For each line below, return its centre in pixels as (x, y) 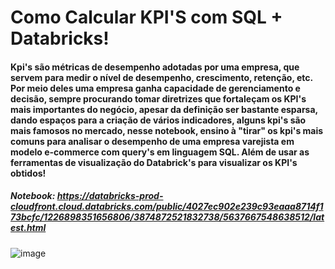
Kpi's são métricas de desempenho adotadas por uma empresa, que (155, 67)
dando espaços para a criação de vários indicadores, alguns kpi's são (158, 120)
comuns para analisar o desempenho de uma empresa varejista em (152, 141)
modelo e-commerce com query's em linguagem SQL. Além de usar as (160, 152)
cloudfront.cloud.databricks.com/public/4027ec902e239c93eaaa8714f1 (167, 207)
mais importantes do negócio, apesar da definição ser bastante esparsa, (164, 109)
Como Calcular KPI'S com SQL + (146, 17)
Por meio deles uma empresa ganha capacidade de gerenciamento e (155, 88)
